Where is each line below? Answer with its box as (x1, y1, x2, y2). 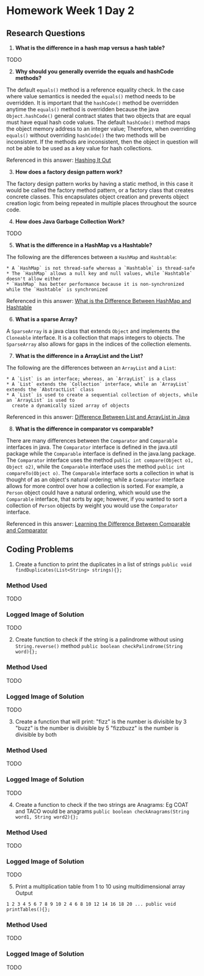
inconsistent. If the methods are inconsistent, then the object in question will (6, 138, 199, 145)
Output (15, 889, 33, 897)
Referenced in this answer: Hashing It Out (6, 156, 111, 164)
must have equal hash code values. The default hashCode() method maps (6, 118, 191, 126)
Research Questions (6, 28, 86, 38)
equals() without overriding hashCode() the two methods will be (6, 132, 166, 139)
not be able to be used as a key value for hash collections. (6, 145, 153, 151)
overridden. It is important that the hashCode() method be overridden (6, 99, 179, 106)
